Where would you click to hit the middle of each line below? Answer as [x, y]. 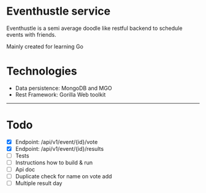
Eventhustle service [59, 11]
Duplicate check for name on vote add [63, 177]
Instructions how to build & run [54, 162]
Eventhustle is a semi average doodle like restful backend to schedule [94, 28]
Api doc [25, 170]
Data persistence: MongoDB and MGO [63, 88]
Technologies [42, 71]
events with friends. [31, 34]
